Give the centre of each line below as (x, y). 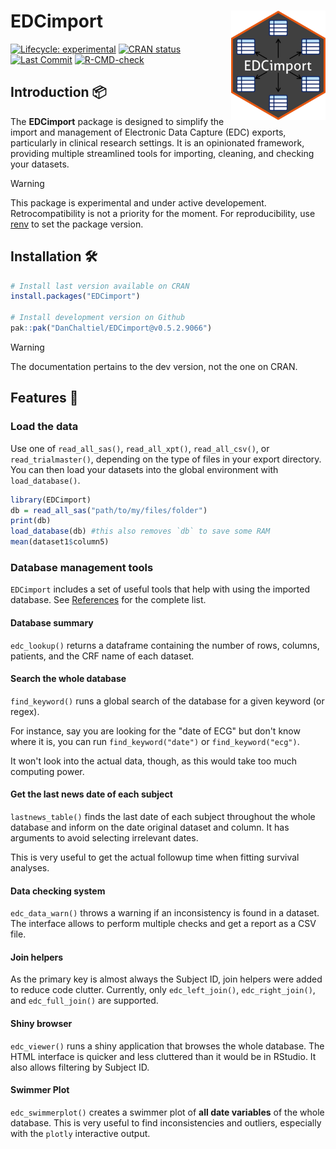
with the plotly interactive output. (80, 1133)
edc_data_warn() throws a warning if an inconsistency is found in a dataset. (165, 913)
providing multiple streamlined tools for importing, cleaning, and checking (162, 153)
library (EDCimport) (51, 500)
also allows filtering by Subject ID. (80, 1067)
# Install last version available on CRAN (100, 286)
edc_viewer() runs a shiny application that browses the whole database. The (167, 1046)
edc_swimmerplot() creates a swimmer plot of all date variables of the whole (167, 1112)
